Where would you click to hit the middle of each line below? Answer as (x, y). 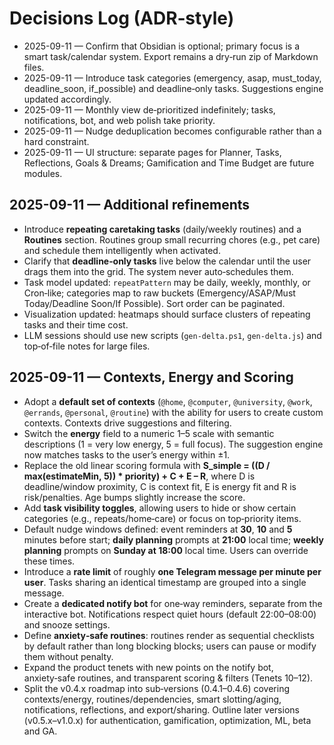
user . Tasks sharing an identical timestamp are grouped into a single (165, 582)
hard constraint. (56, 141)
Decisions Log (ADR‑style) (122, 18)
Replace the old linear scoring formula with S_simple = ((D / (147, 465)
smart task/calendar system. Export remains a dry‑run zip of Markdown (171, 56)
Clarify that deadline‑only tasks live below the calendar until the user (167, 261)
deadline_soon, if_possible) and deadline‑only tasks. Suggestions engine (173, 88)
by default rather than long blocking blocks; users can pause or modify (170, 646)
